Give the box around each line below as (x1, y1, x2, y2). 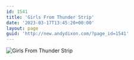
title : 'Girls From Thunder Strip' (6, 14, 95, 20)
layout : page (6, 25, 39, 31)
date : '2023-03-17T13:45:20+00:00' (6, 20, 95, 26)
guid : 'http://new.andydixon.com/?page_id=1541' (6, 31, 129, 37)
